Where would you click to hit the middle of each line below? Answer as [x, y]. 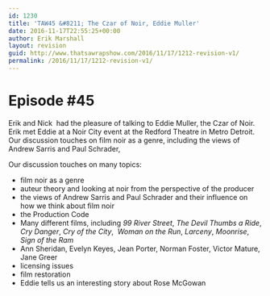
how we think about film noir [67, 206]
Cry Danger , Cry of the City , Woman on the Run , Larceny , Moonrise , [135, 231]
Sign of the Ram [47, 240]
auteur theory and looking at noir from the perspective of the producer [137, 188]
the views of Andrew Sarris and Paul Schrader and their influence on [134, 197]
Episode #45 [52, 101]
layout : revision [37, 46]
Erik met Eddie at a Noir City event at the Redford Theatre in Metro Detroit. [132, 131]
